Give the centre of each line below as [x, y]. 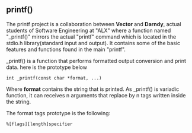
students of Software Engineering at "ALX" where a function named [89, 30]
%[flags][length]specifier [39, 124]
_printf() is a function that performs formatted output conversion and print [96, 61]
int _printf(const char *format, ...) [54, 78]
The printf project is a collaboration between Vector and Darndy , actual [94, 24]
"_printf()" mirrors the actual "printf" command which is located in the [91, 37]
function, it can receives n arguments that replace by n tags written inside [96, 95]
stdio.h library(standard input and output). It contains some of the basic [93, 43]
